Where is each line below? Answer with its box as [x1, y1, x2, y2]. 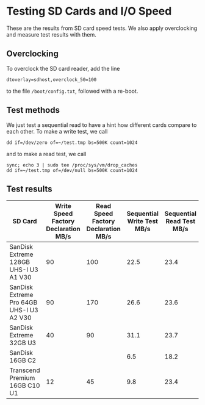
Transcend [9, 366, 41, 375]
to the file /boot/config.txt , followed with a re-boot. [6, 87, 138, 95]
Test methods [6, 105, 60, 115]
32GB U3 [9, 339, 37, 347]
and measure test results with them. [6, 30, 96, 38]
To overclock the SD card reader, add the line [6, 65, 120, 72]
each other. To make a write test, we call [6, 127, 108, 135]
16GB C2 [9, 356, 37, 365]
